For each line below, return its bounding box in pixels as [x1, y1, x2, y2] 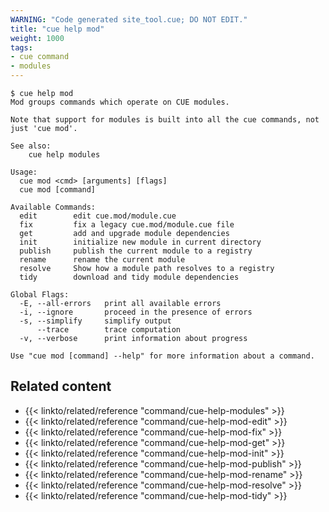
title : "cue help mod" [10, 24, 105, 34]
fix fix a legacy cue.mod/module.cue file [19, 220, 235, 230]
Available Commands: [10, 202, 97, 212]
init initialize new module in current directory [19, 237, 262, 247]
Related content [10, 378, 112, 395]
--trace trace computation [36, 325, 182, 335]
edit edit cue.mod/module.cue [19, 211, 177, 221]
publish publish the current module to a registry [19, 246, 253, 256]
